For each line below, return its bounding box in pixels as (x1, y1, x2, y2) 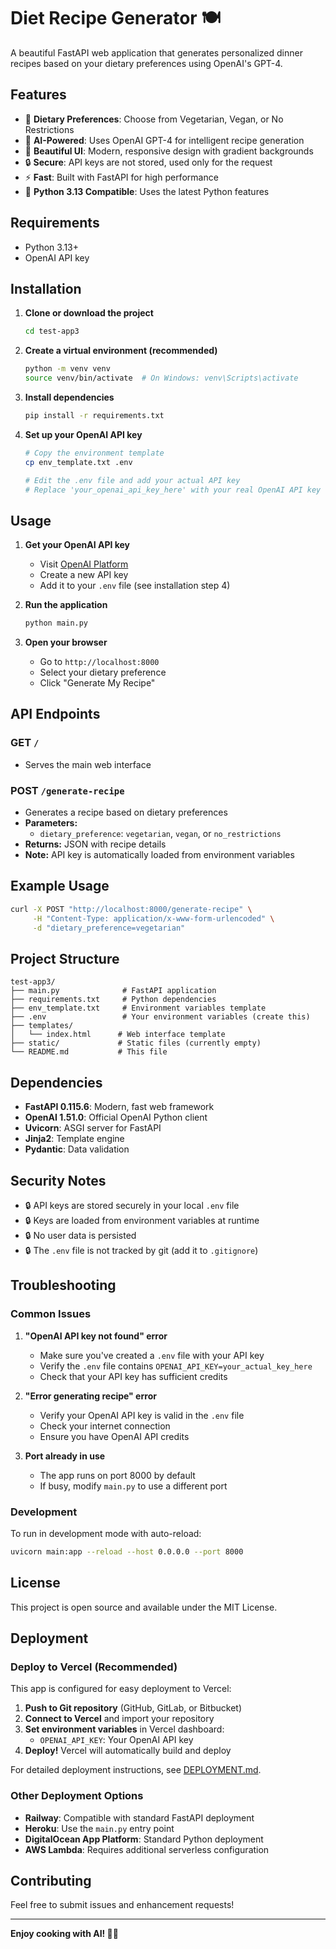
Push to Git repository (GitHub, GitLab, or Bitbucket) (24, 1702, 242, 1714)
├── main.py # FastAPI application (10, 986, 217, 996)
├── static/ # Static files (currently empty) (10, 1038, 262, 1049)
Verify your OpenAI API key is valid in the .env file (39, 1409, 245, 1421)
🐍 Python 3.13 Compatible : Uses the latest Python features (24, 185, 270, 197)
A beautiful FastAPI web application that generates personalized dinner (10, 46, 303, 59)
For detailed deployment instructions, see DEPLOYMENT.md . (10, 1764, 262, 1776)
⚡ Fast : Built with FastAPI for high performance (24, 171, 219, 183)
